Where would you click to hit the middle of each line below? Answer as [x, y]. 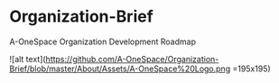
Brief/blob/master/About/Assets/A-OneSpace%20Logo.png [120, 69]
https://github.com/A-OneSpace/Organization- [132, 59]
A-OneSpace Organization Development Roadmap [103, 41]
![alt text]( [28, 59]
